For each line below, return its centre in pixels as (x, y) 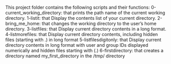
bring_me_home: (23, 23)
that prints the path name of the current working (114, 13)
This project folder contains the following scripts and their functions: (78, 7)
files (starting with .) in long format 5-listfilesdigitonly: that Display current (83, 40)
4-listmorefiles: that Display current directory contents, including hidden (82, 34)
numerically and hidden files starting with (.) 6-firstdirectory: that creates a (84, 51)
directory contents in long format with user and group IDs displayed (77, 45)
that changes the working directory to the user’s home (99, 23)
